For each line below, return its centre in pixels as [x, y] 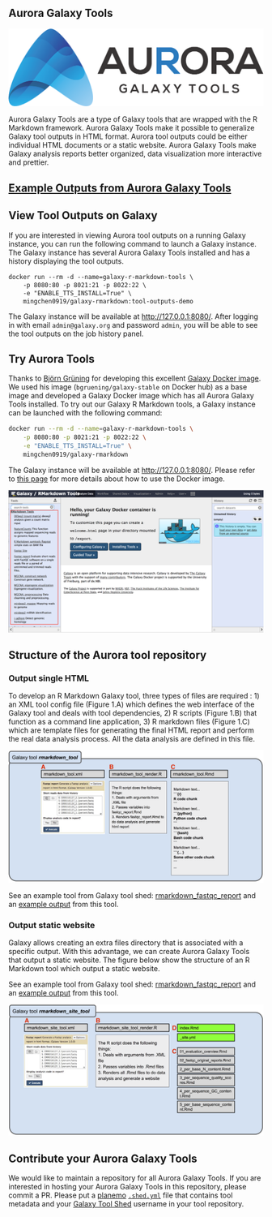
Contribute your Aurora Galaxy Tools [103, 1158]
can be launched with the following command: [85, 413]
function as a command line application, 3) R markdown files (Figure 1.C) [130, 722]
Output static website [52, 925]
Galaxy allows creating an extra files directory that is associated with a [126, 942]
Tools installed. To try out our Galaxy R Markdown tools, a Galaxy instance [132, 404]
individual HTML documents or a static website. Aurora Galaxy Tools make [132, 145]
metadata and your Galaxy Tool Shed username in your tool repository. [126, 1204]
